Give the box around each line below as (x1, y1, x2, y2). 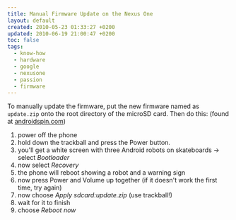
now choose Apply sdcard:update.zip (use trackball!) (17, 191, 173, 199)
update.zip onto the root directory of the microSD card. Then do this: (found (7, 110, 230, 118)
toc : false (7, 37, 40, 44)
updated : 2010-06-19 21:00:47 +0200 (7, 30, 115, 37)
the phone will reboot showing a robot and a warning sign (17, 168, 186, 177)
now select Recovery (17, 161, 79, 170)
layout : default (7, 17, 55, 24)
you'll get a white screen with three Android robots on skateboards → (17, 146, 220, 154)
